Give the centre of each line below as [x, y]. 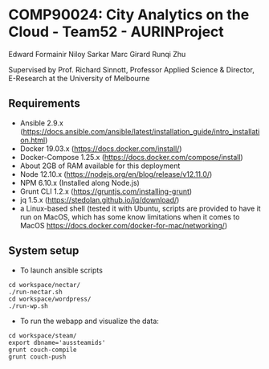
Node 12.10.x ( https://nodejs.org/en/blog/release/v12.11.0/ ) [116, 174]
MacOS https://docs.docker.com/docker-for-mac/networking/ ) [124, 225]
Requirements [44, 103]
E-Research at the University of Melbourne [79, 78]
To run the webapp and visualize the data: [89, 321]
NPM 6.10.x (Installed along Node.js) [80, 182]
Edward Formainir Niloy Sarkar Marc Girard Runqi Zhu [97, 54]
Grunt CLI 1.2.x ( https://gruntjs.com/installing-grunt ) [106, 191]
